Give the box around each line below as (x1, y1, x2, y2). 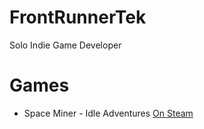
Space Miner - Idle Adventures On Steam (23, 107, 194, 119)
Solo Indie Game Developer (9, 39, 122, 51)
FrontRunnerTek (9, 6, 147, 29)
